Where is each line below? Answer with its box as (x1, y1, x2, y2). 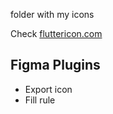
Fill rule (24, 94, 56, 106)
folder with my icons (10, 9, 95, 20)
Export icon (24, 83, 73, 95)
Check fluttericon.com (10, 28, 103, 39)
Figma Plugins (10, 57, 101, 74)
